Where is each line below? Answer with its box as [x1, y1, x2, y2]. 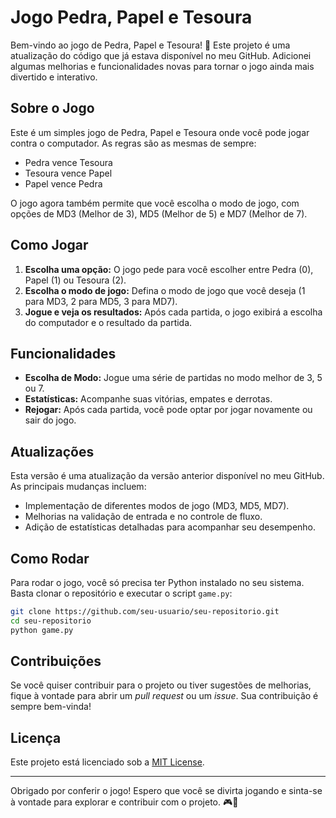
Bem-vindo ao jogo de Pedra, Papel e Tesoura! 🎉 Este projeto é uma [10, 39, 291, 51]
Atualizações [10, 443, 95, 460]
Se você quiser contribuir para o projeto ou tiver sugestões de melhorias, [10, 679, 312, 691]
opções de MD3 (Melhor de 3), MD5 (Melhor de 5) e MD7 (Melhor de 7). [10, 207, 308, 220]
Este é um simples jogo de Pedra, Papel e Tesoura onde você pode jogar [10, 126, 310, 138]
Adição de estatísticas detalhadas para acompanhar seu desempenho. [24, 521, 317, 533]
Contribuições [10, 653, 102, 670]
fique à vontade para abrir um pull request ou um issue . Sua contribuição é [10, 690, 319, 702]
